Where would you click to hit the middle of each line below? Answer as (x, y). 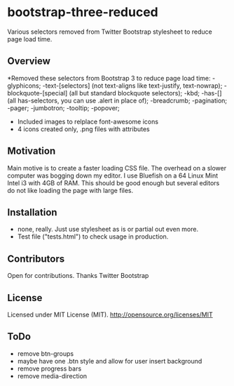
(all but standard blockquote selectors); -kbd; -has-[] (145, 93)
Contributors (36, 259)
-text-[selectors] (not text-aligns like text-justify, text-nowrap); (132, 86)
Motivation (32, 151)
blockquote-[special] (37, 93)
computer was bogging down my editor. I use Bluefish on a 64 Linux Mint (113, 175)
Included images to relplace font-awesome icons (88, 121)
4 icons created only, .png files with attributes (83, 129)
